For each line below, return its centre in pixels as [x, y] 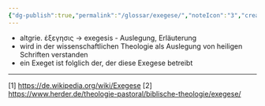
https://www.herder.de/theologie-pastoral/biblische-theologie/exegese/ [125, 93]
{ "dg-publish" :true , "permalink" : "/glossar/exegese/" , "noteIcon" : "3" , [125, 15]
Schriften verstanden [54, 54]
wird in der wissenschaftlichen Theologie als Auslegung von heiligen [131, 46]
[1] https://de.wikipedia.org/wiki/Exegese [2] [80, 85]
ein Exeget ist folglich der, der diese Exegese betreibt [106, 63]
